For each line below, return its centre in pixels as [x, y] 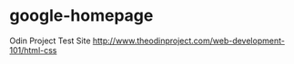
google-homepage [81, 16]
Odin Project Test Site [50, 41]
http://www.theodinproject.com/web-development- [188, 41]
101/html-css [33, 50]
